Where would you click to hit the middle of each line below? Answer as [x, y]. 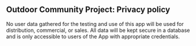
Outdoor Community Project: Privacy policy [88, 10]
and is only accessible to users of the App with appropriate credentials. [93, 36]
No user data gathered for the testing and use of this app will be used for [95, 24]
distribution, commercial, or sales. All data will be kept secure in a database [98, 30]
